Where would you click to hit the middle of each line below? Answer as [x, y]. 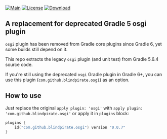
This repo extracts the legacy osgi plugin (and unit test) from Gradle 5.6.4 [82, 59]
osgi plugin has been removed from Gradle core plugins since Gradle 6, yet [83, 44]
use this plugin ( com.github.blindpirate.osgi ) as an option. [68, 80]
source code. [19, 64]
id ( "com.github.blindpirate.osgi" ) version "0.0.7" [70, 127]
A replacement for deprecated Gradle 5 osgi [76, 24]
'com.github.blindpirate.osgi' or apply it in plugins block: [67, 113]
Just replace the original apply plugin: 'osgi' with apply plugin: [74, 108]
